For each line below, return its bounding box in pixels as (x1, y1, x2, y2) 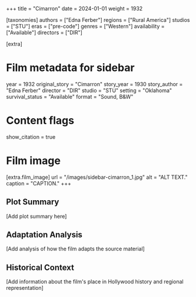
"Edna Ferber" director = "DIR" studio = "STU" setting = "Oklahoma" (6, 87, 172, 94)
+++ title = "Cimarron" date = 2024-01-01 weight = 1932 (6, 5, 143, 12)
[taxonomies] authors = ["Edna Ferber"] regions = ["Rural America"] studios (6, 17, 190, 23)
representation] (6, 285, 44, 292)
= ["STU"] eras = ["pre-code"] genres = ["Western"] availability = (6, 23, 165, 30)
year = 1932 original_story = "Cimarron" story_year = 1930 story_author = (6, 80, 183, 87)
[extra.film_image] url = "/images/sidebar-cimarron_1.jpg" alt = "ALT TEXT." (6, 174, 188, 181)
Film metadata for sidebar (6, 61, 135, 74)
